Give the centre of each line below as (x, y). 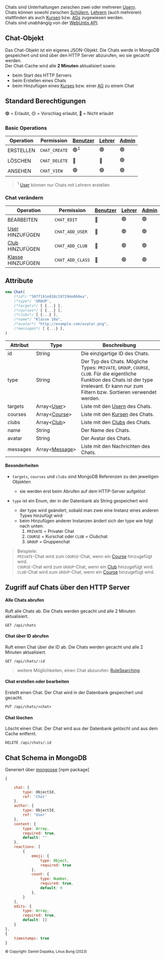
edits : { (23, 906)
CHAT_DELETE (54, 161)
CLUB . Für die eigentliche (109, 374)
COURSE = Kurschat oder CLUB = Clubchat (67, 536)
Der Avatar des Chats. (106, 438)
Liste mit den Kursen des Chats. (117, 414)
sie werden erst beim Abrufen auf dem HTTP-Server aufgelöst (82, 491)
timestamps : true (32, 938)
